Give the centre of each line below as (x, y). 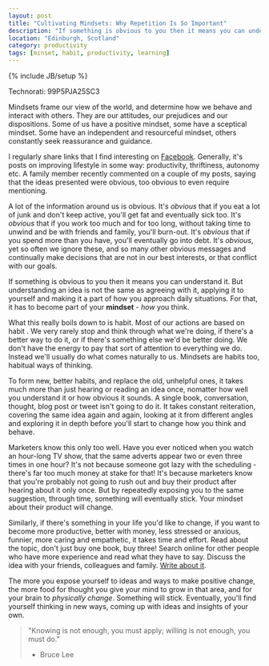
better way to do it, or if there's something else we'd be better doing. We (128, 339)
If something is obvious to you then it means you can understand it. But (126, 281)
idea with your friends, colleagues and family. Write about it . (107, 565)
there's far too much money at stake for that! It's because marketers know (130, 473)
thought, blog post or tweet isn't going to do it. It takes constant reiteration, (132, 406)
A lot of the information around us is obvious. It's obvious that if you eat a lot (134, 206)
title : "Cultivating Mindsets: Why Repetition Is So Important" (118, 23)
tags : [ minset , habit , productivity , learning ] (89, 53)
